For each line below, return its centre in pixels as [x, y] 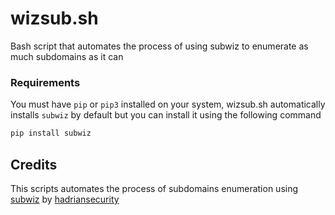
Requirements [45, 82]
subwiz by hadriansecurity [65, 199]
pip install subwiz [51, 133]
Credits [34, 164]
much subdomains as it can [67, 56]
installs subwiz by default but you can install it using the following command [166, 115]
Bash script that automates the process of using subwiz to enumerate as [159, 46]
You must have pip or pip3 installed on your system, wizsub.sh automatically [168, 104]
